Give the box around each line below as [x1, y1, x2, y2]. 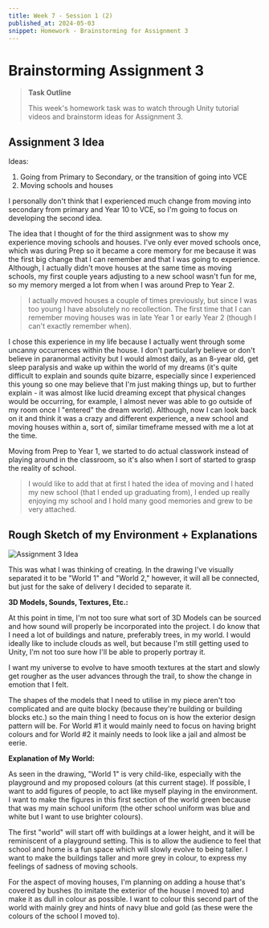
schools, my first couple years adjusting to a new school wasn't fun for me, [8, 272, 257, 281]
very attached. [27, 505, 76, 514]
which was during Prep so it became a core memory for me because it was [8, 246, 257, 256]
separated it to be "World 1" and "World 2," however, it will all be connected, [8, 573, 259, 583]
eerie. [8, 738, 28, 747]
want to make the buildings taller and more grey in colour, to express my [8, 852, 247, 862]
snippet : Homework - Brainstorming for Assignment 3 [8, 27, 189, 35]
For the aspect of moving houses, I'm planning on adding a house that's [8, 877, 247, 886]
